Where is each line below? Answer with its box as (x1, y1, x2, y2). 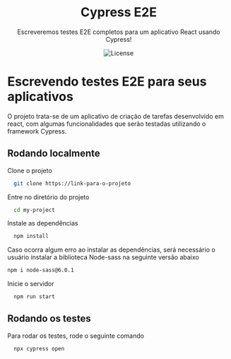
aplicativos (7, 89, 74, 105)
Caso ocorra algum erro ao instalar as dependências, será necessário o (7, 245, 215, 254)
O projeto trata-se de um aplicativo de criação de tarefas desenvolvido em (7, 112, 224, 120)
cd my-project (13, 206, 55, 213)
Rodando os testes (7, 312, 92, 325)
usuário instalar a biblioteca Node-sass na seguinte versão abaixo (7, 253, 199, 261)
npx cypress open (13, 345, 65, 352)
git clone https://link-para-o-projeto (13, 179, 131, 187)
